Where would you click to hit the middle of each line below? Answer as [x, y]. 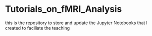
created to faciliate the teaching [38, 28]
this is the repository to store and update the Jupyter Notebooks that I [76, 23]
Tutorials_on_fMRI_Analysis [64, 9]
